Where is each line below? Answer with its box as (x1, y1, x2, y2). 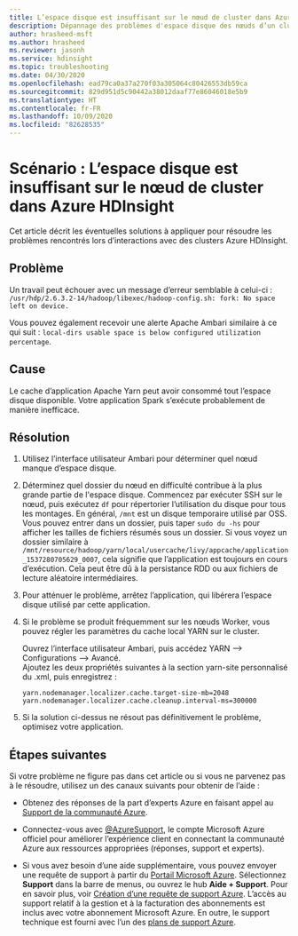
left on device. (9, 301, 69, 311)
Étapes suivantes (9, 747, 107, 762)
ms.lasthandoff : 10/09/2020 (9, 112, 114, 121)
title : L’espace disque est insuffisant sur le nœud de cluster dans (9, 12, 272, 22)
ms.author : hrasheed (9, 37, 86, 47)
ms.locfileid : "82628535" (9, 121, 105, 130)
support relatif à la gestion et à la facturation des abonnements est (21, 898, 266, 908)
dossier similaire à (21, 536, 89, 547)
